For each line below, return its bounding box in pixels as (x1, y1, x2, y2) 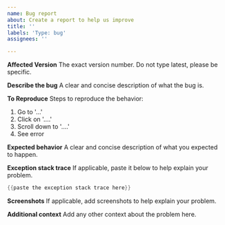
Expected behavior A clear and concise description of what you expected (7, 143, 218, 151)
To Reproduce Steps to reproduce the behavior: (7, 94, 144, 103)
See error (17, 130, 45, 138)
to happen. (7, 151, 38, 159)
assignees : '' (7, 36, 48, 43)
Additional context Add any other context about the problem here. (7, 211, 197, 218)
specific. (7, 68, 32, 76)
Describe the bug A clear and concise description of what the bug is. (7, 81, 204, 89)
